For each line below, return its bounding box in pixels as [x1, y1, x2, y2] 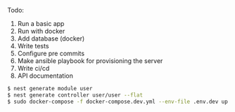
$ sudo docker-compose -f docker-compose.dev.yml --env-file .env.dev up [7, 98, 229, 105]
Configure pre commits [17, 49, 85, 57]
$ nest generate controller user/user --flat [7, 91, 143, 99]
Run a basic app [17, 20, 65, 27]
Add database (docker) [17, 34, 85, 43]
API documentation [17, 71, 74, 80]
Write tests [17, 42, 49, 50]
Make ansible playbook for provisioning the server [17, 57, 163, 65]
